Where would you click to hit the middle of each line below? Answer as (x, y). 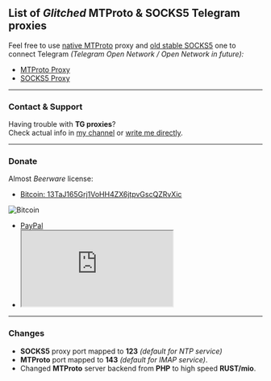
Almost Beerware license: (51, 179)
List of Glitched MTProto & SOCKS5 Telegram (124, 13)
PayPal (31, 226)
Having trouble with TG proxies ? (62, 124)
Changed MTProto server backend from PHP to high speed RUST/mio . (138, 368)
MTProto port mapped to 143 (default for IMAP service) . (114, 359)
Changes (27, 333)
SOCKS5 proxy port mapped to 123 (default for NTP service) (121, 351)
